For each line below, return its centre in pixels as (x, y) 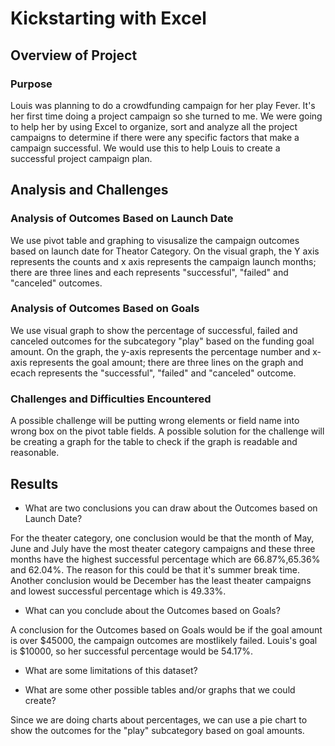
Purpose (31, 84)
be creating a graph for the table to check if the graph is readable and (154, 442)
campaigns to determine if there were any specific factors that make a (155, 137)
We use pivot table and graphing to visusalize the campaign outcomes (155, 240)
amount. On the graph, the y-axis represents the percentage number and (160, 351)
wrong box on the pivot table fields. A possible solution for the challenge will (167, 431)
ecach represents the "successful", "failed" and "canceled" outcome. (153, 373)
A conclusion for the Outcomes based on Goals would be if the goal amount (166, 629)
